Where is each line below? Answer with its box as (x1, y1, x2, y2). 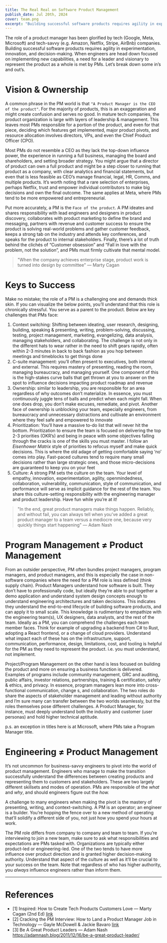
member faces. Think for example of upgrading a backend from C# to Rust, (5, 625, 160, 631)
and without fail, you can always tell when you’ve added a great (17, 512, 148, 518)
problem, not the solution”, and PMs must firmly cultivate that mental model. (5, 247, 161, 253)
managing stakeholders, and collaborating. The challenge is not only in (12, 338, 158, 344)
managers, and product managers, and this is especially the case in (5, 572, 144, 578)
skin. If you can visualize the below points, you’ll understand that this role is (5, 301, 160, 307)
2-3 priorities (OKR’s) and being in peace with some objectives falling (12, 433, 155, 439)
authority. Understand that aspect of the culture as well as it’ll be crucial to (5, 856, 158, 862)
